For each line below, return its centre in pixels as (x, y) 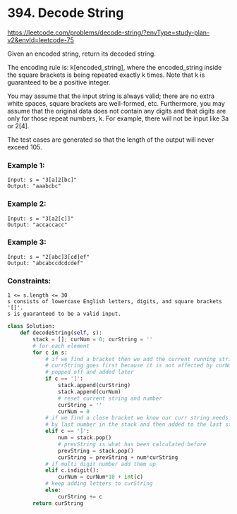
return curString (58, 503)
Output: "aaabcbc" (34, 186)
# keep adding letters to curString (99, 484)
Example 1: (26, 165)
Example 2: (27, 204)
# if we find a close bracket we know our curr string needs (137, 418)
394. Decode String (66, 13)
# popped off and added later (89, 372)
